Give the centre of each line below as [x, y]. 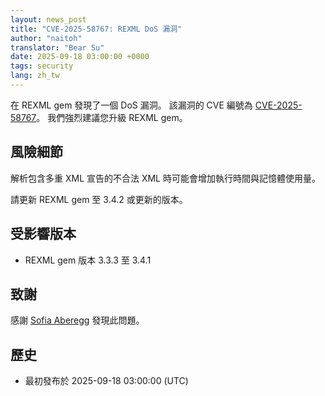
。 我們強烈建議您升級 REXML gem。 [112, 117]
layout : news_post [48, 19]
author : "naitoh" [46, 38]
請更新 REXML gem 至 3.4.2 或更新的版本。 [99, 199]
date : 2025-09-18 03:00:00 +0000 [80, 57]
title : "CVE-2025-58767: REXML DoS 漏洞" [96, 29]
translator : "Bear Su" [57, 47]
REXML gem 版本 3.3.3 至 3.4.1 [88, 260]
